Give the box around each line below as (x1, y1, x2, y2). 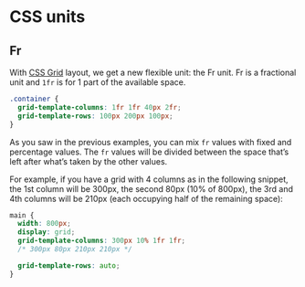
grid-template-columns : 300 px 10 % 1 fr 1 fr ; (17, 236, 186, 246)
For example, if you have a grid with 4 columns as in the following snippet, (9, 174, 289, 185)
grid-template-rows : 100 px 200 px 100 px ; (17, 112, 174, 121)
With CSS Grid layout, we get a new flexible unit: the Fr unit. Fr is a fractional (9, 67, 297, 78)
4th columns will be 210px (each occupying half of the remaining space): (9, 193, 283, 204)
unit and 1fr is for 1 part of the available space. (9, 77, 186, 88)
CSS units (9, 6, 86, 27)
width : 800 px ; (17, 219, 71, 229)
